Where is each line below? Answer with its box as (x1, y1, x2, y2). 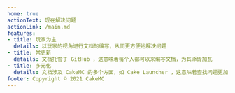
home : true (7, 10, 39, 17)
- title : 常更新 (7, 50, 52, 57)
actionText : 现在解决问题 (7, 17, 77, 24)
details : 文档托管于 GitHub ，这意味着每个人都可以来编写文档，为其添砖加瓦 (13, 56, 213, 63)
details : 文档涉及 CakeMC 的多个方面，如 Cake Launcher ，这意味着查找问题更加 (13, 69, 229, 76)
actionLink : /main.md (7, 23, 71, 30)
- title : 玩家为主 (7, 36, 57, 43)
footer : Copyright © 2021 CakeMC (7, 75, 105, 83)
